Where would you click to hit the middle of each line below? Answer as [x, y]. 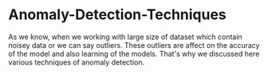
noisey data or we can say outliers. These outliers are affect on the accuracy [134, 45]
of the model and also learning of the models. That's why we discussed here [134, 53]
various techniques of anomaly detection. [77, 62]
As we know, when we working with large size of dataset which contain [125, 37]
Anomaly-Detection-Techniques [118, 15]
